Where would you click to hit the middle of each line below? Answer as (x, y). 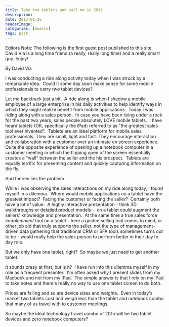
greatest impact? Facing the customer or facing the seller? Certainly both (83, 199)
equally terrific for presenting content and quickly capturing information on (83, 163)
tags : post (17, 33)
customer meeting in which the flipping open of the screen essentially (78, 153)
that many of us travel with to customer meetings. (57, 304)
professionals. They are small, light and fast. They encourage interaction (81, 136)
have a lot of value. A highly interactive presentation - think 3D (71, 205)
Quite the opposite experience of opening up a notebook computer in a (79, 147)
